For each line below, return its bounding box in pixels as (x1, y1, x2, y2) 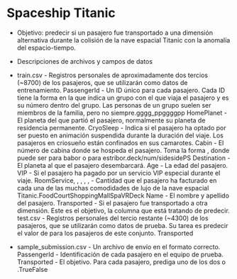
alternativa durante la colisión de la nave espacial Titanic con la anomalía (16, 35, 231, 44)
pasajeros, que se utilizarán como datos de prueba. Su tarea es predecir (16, 221, 228, 229)
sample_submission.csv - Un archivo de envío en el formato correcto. (16, 242, 221, 251)
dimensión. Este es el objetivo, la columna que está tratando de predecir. (16, 206, 230, 215)
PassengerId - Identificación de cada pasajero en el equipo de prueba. (16, 250, 224, 258)
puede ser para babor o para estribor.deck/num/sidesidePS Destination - (16, 154, 231, 162)
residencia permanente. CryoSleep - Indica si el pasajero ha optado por (16, 123, 226, 132)
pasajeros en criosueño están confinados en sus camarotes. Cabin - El (16, 138, 224, 147)
